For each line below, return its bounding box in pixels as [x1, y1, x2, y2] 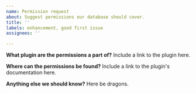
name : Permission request [6, 8, 69, 15]
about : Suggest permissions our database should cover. [6, 14, 145, 20]
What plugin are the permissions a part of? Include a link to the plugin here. [6, 51, 191, 58]
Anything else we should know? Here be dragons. [6, 80, 129, 88]
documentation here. [6, 69, 57, 76]
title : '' [6, 19, 30, 25]
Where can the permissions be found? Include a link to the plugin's [6, 63, 170, 70]
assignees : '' [6, 30, 41, 36]
